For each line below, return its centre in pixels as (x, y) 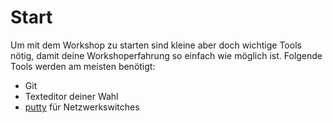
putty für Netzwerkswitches (82, 107)
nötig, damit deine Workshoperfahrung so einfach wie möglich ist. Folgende (166, 55)
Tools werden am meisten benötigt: (83, 66)
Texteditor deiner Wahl (71, 96)
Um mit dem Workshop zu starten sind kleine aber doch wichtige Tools (156, 45)
